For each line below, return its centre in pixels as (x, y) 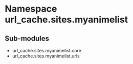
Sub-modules (27, 38)
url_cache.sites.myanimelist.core (47, 51)
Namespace (31, 9)
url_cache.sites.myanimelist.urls (46, 56)
